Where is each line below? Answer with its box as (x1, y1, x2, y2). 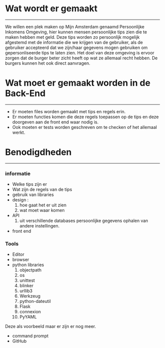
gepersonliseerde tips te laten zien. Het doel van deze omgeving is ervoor (5, 50, 155, 55)
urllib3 (19, 288, 33, 294)
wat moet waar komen (19, 207, 65, 213)
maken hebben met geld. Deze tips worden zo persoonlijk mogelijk (5, 34, 140, 40)
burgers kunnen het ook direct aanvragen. (5, 60, 90, 66)
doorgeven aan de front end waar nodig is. (12, 119, 99, 125)
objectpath (19, 267, 42, 273)
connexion (19, 309, 41, 315)
